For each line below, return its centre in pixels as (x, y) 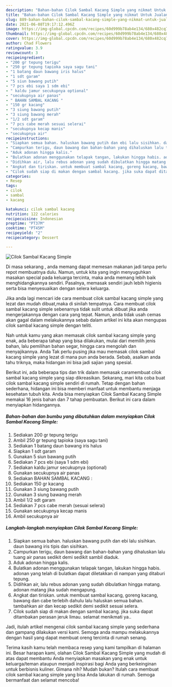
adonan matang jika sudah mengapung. (55, 589)
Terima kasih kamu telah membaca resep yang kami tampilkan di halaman (83, 647)
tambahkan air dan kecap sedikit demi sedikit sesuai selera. (76, 606)
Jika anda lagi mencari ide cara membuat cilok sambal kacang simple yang (85, 298)
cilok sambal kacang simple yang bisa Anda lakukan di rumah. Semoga (80, 674)
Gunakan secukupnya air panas (46, 472)
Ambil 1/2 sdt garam (34, 500)
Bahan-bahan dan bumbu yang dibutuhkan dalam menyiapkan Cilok (80, 416)
